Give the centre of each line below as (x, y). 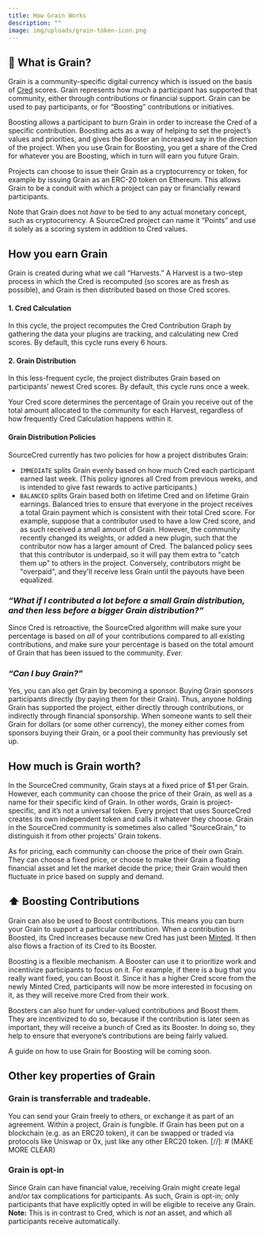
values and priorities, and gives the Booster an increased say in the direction (133, 139)
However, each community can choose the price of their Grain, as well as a (131, 794)
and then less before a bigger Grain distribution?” (106, 610)
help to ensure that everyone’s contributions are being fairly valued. (118, 1036)
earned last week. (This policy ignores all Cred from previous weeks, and (138, 479)
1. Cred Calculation (40, 308)
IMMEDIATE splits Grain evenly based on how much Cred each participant (137, 470)
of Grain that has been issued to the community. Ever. (96, 652)
